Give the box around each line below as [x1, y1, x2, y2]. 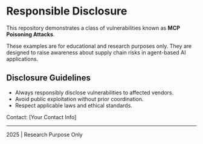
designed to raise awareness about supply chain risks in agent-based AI [6, 48, 186, 56]
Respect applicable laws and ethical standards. [14, 102, 133, 109]
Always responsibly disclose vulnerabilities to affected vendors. [14, 89, 174, 96]
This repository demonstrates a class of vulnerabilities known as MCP [6, 24, 180, 31]
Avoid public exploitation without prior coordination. [14, 95, 144, 102]
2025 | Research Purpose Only [6, 131, 83, 138]
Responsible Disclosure [6, 4, 127, 18]
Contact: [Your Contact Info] [6, 113, 77, 120]
